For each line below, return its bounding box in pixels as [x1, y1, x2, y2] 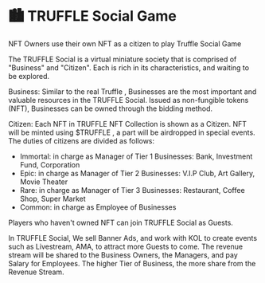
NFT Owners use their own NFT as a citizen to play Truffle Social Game [8, 38, 242, 49]
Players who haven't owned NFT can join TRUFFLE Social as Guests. [8, 218, 233, 227]
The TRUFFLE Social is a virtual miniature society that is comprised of [8, 54, 237, 64]
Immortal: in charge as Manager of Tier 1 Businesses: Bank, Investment [19, 151, 253, 161]
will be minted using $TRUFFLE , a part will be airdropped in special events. [8, 128, 256, 137]
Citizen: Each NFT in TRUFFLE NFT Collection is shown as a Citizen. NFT [8, 119, 247, 128]
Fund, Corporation [19, 159, 80, 169]
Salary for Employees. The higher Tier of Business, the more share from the [8, 258, 256, 268]
